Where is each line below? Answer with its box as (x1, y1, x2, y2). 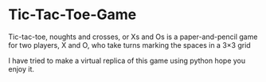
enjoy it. (8, 64, 34, 73)
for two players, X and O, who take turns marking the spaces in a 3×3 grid (8, 40, 251, 49)
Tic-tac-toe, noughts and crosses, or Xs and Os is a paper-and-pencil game (8, 32, 258, 41)
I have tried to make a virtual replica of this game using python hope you (8, 56, 246, 65)
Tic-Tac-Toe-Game (8, 6, 137, 24)
